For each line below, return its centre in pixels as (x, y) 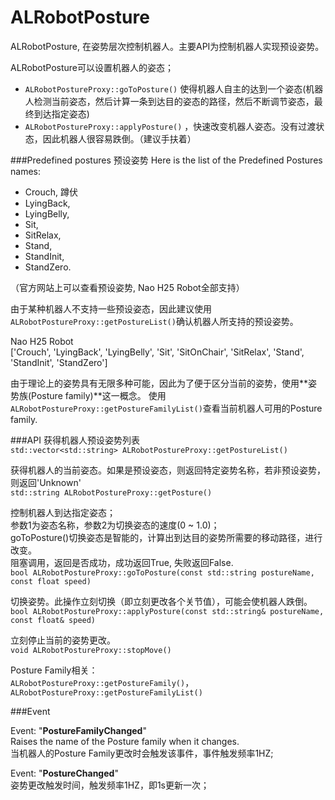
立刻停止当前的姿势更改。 (63, 640)
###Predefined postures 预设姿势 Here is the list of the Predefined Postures (166, 160)
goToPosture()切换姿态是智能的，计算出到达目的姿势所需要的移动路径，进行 (166, 537)
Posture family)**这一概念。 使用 (99, 395)
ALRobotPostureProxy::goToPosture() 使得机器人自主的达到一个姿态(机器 (174, 88)
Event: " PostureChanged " (64, 773)
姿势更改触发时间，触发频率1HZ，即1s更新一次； (110, 785)
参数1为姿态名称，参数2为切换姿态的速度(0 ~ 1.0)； (115, 525)
